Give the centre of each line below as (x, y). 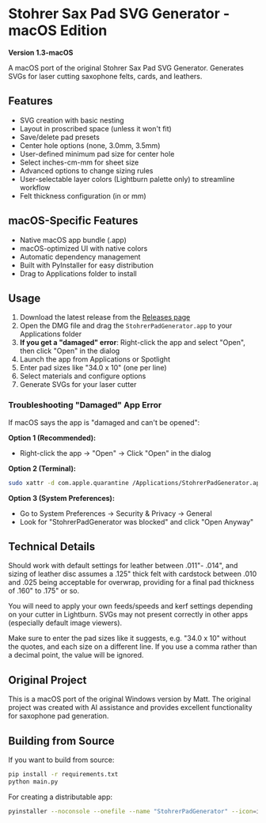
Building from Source (61, 741)
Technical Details (52, 546)
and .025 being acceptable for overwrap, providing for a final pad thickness (131, 582)
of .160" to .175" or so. (44, 591)
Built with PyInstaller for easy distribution (87, 265)
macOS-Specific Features (73, 221)
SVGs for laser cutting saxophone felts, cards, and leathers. (105, 76)
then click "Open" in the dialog (70, 351)
